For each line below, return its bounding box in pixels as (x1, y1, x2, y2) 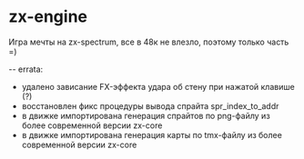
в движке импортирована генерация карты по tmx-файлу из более (21, 129, 283, 140)
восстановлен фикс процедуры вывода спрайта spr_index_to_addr (21, 100, 279, 111)
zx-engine (8, 6, 88, 27)
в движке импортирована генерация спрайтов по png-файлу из (21, 110, 270, 121)
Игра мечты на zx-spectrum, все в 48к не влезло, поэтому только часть (8, 36, 289, 47)
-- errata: (8, 64, 44, 75)
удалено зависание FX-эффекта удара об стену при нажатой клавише (21, 81, 295, 92)
